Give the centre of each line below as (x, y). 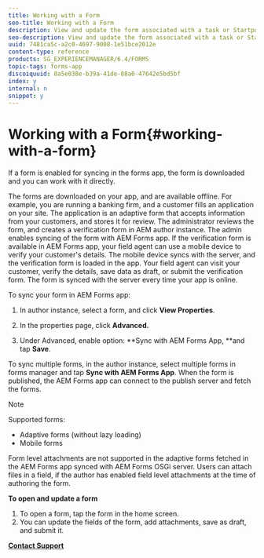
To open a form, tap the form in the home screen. (99, 514)
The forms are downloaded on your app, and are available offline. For (120, 196)
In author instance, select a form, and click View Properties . (117, 310)
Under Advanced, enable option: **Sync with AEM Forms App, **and (132, 341)
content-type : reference (49, 52)
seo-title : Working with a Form (61, 23)
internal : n (27, 88)
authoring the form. (39, 483)
